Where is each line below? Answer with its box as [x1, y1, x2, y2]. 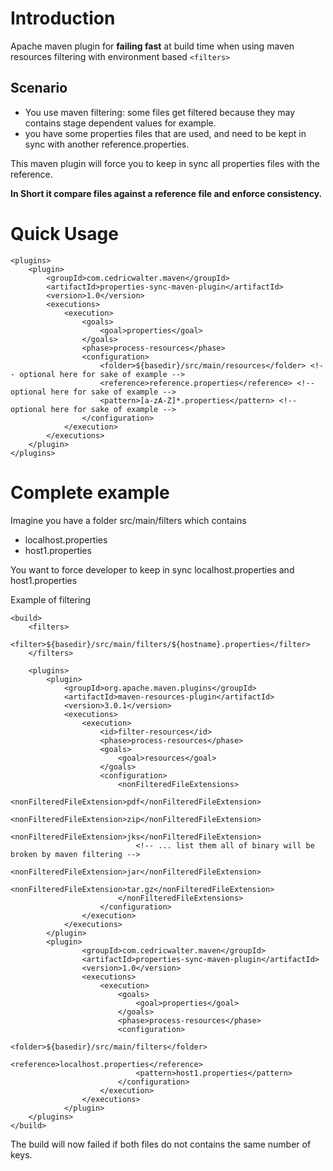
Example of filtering [10, 593, 92, 606]
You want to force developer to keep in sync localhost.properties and [10, 563, 295, 576]
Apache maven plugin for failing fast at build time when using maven [10, 40, 295, 52]
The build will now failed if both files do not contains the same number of [10, 1138, 312, 1150]
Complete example [10, 481, 170, 504]
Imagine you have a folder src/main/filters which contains [10, 514, 247, 526]
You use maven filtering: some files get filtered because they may [24, 106, 296, 118]
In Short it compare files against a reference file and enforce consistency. [10, 187, 323, 199]
